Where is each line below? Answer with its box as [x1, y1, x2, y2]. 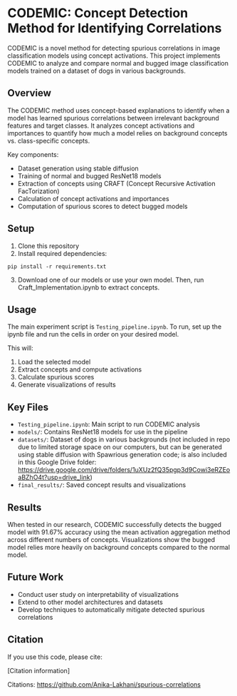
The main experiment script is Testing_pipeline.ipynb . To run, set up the [7, 322, 222, 331]
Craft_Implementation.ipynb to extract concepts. [17, 283, 160, 292]
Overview [7, 87, 52, 99]
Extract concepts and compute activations [17, 365, 142, 374]
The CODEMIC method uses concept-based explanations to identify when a [7, 106, 230, 115]
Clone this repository [17, 241, 80, 250]
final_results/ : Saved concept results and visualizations [17, 481, 186, 489]
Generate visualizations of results [17, 380, 116, 389]
